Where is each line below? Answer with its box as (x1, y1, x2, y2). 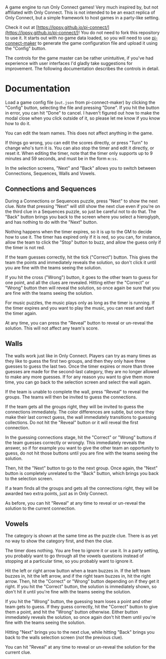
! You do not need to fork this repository (78, 30, 160, 35)
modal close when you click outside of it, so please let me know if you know (5, 115, 160, 121)
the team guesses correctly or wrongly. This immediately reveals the (5, 439, 145, 446)
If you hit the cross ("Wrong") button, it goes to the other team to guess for (5, 274, 158, 280)
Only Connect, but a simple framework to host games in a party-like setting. (5, 15, 160, 20)
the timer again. (5, 310, 37, 316)
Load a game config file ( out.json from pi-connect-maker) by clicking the (5, 99, 156, 105)
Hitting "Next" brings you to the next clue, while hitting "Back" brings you (5, 629, 155, 635)
